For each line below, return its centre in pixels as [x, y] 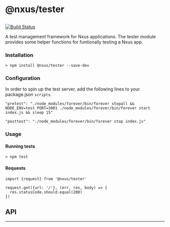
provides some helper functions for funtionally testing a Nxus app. [74, 42]
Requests [15, 168]
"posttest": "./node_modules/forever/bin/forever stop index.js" [75, 122]
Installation [19, 55]
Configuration [23, 78]
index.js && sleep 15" [29, 113]
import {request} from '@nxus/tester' [46, 179]
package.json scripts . [29, 95]
